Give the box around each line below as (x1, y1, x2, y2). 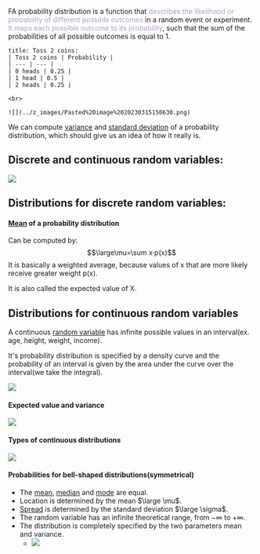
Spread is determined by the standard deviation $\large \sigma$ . (19, 504, 229, 513)
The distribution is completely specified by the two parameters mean (19, 521, 242, 530)
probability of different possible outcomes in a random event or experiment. (8, 15, 252, 24)
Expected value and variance (8, 400, 105, 410)
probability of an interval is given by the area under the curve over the (8, 359, 234, 369)
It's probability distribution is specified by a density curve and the (8, 351, 220, 360)
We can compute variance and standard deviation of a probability (8, 122, 219, 132)
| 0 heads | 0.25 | (8, 67, 72, 75)
